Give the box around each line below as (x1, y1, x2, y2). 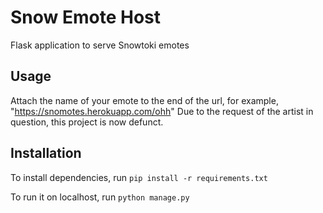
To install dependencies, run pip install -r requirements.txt (10, 171, 268, 183)
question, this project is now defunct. (10, 116, 164, 128)
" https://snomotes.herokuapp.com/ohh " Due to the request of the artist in (10, 105, 314, 117)
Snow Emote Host (10, 6, 162, 29)
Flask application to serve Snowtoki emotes (10, 39, 190, 51)
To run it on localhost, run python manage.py (10, 191, 190, 203)
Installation (10, 145, 82, 162)
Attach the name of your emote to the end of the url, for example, (10, 94, 279, 106)
